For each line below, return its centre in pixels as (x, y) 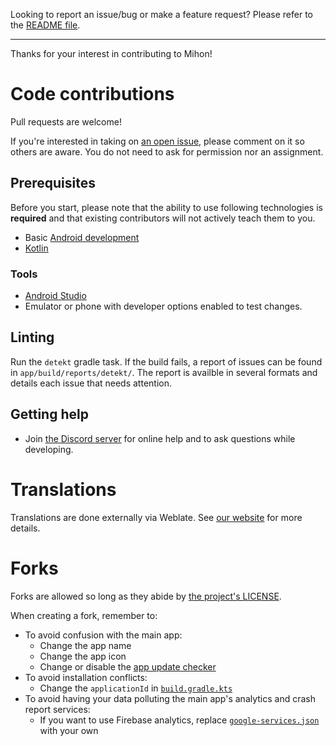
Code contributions (92, 94)
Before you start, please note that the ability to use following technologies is (166, 207)
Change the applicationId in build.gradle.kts (136, 688)
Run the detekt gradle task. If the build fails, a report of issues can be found (166, 361)
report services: (57, 709)
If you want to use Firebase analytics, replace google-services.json (179, 720)
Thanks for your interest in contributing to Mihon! (111, 53)
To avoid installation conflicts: (86, 677)
